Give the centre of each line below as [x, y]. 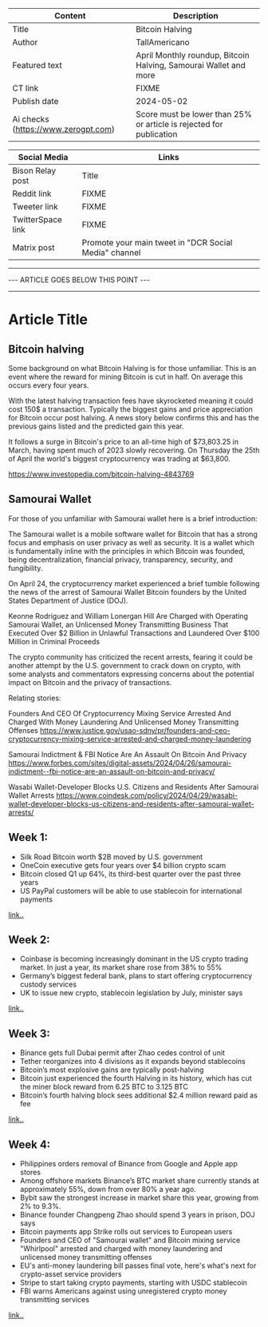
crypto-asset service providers [71, 1274]
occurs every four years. [49, 385]
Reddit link [32, 193]
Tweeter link [35, 207]
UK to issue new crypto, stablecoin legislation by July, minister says [131, 993]
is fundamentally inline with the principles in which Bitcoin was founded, [127, 551]
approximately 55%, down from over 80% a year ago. [108, 1190]
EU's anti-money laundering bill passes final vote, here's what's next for [138, 1265]
